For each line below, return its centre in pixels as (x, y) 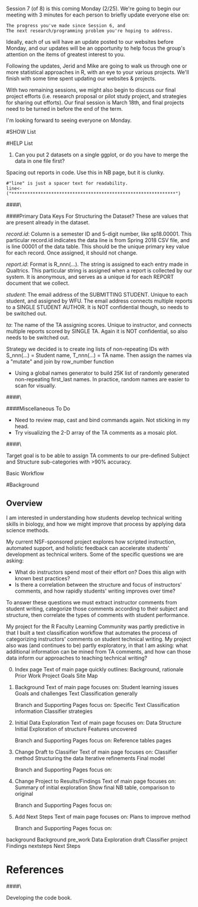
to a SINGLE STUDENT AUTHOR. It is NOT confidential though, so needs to (98, 307)
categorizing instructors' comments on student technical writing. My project (99, 639)
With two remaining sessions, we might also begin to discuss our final (91, 90)
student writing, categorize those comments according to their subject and (97, 609)
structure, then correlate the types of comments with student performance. (98, 615)
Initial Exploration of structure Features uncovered (76, 729)
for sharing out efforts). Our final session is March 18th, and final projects (95, 102)
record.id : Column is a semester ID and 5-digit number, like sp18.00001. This (99, 234)
